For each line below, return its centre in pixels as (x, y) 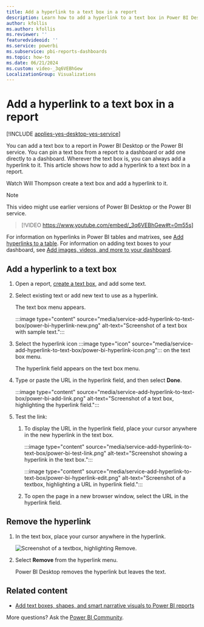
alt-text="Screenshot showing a (147, 453)
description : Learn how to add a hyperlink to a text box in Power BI (97, 18)
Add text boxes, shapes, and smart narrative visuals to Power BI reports (105, 605)
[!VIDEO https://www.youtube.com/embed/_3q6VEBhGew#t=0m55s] (107, 225)
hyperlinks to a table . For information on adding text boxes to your (89, 243)
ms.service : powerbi (32, 46)
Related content (37, 591)
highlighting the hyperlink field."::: (57, 405)
